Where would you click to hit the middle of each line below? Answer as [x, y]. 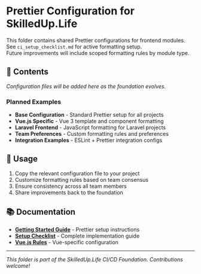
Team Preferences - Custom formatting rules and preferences [92, 134]
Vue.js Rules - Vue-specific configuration [66, 242]
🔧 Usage [22, 159]
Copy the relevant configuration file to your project [77, 173]
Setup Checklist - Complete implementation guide [77, 236]
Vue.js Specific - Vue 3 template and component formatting [89, 121]
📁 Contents [28, 72]
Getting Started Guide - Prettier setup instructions [77, 229]
